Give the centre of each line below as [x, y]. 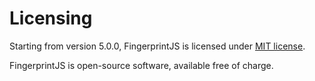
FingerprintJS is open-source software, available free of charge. [141, 65]
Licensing [51, 18]
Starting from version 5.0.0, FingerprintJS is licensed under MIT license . [157, 46]
